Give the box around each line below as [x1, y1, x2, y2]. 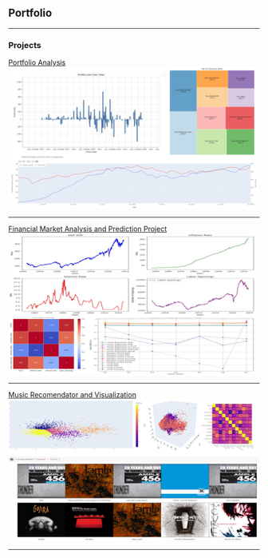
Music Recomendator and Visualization [8, 390, 137, 400]
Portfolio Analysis [8, 58, 66, 67]
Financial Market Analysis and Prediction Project [8, 224, 167, 233]
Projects [8, 39, 41, 50]
